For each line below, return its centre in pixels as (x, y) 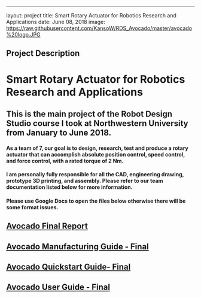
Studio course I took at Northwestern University (97, 123)
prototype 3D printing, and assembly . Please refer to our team (85, 181)
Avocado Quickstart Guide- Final (68, 267)
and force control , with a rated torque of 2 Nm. (65, 161)
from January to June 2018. (59, 133)
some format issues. (32, 207)
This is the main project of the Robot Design (89, 114)
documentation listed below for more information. (69, 187)
